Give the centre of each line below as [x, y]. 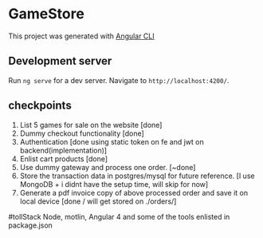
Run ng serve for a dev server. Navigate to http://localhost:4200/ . [119, 80]
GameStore [47, 14]
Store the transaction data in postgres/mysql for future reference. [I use [137, 176]
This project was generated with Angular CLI [81, 36]
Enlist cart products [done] [64, 159]
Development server [60, 61]
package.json [31, 225]
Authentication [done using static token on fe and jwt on [112, 141]
